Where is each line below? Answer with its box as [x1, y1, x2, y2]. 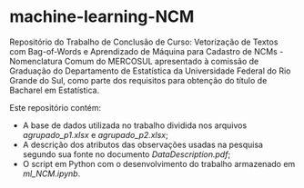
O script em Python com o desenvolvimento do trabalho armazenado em [22, 158, 296, 169]
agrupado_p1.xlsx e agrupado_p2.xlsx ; [22, 129, 168, 140]
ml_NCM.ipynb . [22, 168, 81, 179]
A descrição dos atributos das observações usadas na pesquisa [22, 139, 264, 150]
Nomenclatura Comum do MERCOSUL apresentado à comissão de [9, 55, 259, 66]
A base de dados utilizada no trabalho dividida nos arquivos [22, 120, 248, 131]
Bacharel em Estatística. [9, 84, 100, 95]
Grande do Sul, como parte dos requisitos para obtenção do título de [9, 74, 268, 85]
